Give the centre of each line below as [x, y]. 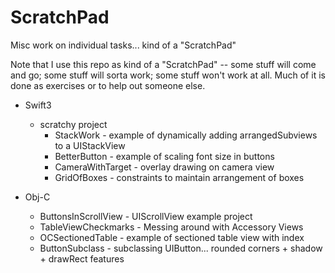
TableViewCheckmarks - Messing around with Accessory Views [171, 227]
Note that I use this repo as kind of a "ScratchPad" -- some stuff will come [163, 64]
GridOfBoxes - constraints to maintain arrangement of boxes [179, 177]
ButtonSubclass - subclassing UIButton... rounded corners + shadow [181, 248]
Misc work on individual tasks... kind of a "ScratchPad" [123, 45]
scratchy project [73, 124]
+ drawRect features [82, 258]
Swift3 [38, 105]
